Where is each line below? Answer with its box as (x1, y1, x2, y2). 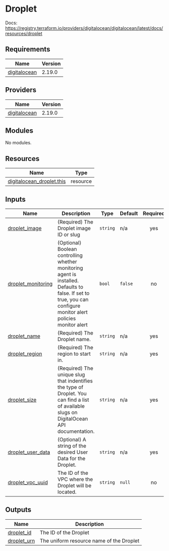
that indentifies (57, 377, 93, 384)
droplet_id (8, 529, 32, 536)
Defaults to (57, 284, 83, 290)
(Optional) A (57, 436, 87, 443)
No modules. (5, 140, 32, 146)
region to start (57, 350, 91, 357)
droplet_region (8, 350, 43, 357)
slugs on (57, 409, 78, 416)
